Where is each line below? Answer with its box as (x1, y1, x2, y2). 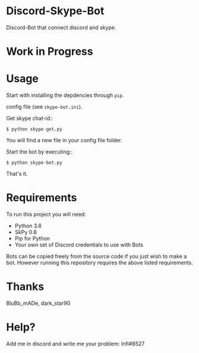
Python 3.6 (14, 222, 42, 229)
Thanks (6, 280, 45, 293)
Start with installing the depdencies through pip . (6, 92, 124, 99)
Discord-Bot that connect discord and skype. (6, 24, 116, 31)
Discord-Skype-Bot (6, 4, 105, 18)
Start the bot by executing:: (6, 148, 73, 155)
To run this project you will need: (6, 211, 86, 218)
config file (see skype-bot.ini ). (6, 103, 83, 111)
